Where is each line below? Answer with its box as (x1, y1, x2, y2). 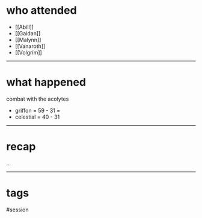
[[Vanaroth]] (14, 43, 46, 50)
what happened (6, 75, 86, 89)
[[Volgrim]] (14, 49, 42, 56)
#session (6, 206, 29, 213)
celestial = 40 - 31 (14, 113, 60, 120)
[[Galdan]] (14, 29, 41, 37)
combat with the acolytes (6, 95, 69, 102)
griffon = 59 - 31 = (14, 107, 61, 114)
